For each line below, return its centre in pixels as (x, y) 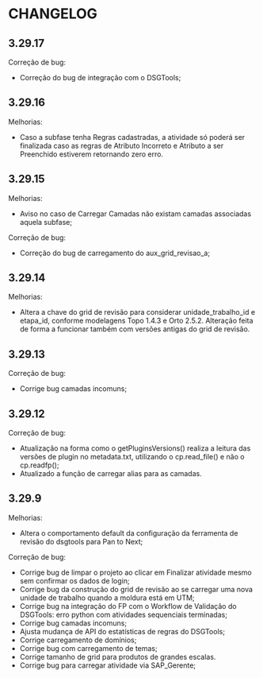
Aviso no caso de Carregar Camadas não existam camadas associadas (135, 213)
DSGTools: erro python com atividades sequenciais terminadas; (124, 614)
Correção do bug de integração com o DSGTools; (100, 77)
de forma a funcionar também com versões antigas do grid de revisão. (135, 329)
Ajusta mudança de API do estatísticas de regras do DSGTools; (122, 631)
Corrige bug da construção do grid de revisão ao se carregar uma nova (136, 589)
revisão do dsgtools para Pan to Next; (81, 541)
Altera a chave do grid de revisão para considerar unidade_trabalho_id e (137, 312)
